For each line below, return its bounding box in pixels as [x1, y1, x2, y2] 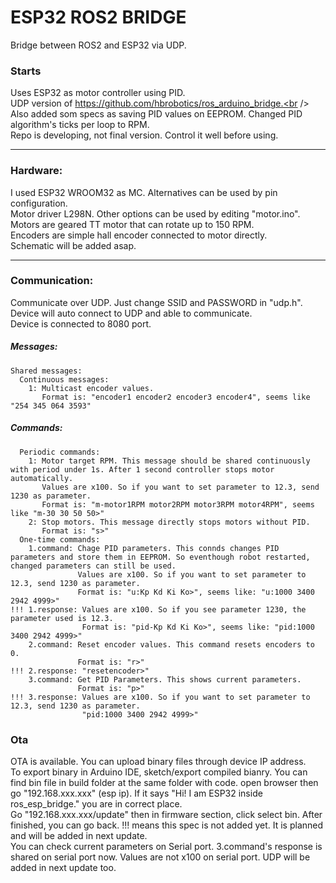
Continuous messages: [19, 374, 110, 385]
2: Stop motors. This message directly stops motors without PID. [28, 517, 311, 527]
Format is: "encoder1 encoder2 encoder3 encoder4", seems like [41, 392, 311, 402]
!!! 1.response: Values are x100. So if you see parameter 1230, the [10, 604, 307, 615]
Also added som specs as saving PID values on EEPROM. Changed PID [10, 108, 303, 120]
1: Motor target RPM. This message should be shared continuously [28, 456, 311, 466]
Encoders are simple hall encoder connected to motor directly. [10, 229, 268, 241]
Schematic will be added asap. [10, 239, 137, 251]
